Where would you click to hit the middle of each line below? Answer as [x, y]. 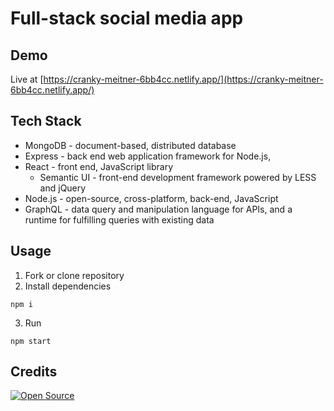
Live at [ [27, 79]
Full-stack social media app [127, 18]
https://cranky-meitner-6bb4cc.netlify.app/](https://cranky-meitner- [183, 79]
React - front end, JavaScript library [99, 166]
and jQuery [63, 188]
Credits [34, 372]
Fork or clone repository [74, 275]
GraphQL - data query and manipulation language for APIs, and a [158, 209]
